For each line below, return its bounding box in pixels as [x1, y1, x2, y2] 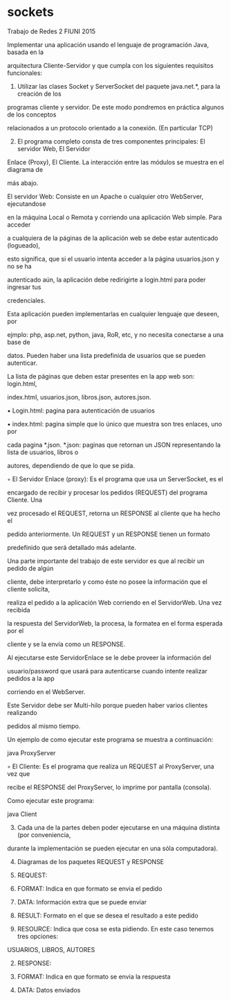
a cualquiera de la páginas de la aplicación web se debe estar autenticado [7, 234, 219, 242]
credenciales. [7, 296, 46, 304]
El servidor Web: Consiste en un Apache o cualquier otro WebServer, [7, 192, 204, 200]
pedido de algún [7, 564, 54, 572]
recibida [7, 605, 30, 614]
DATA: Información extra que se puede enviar [17, 897, 147, 906]
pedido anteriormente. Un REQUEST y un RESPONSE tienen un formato [7, 530, 210, 538]
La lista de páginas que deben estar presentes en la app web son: [7, 372, 195, 380]
